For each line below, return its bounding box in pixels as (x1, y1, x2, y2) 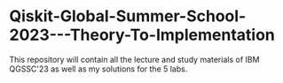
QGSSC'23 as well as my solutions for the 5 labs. (9, 64, 188, 74)
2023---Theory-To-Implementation (9, 25, 275, 45)
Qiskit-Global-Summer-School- (9, 6, 247, 26)
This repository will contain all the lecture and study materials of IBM (9, 54, 260, 64)
